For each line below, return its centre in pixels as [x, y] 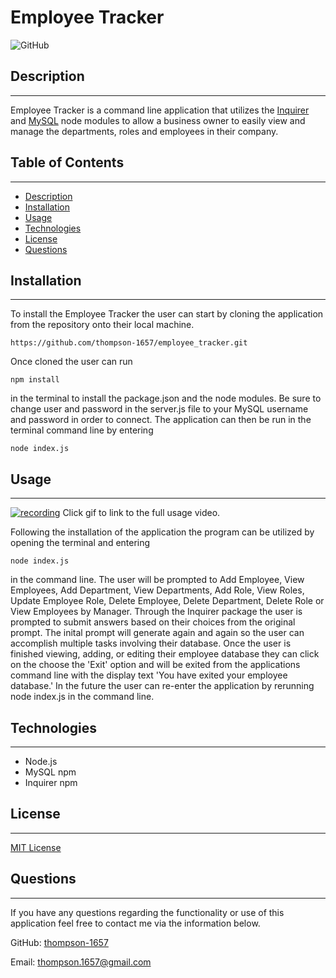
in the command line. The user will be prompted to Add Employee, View [157, 580]
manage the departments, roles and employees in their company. [144, 131]
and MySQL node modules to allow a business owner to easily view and [158, 120]
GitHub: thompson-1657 [59, 942]
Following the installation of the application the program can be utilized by [162, 532]
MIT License [36, 847]
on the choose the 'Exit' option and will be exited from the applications [155, 665]
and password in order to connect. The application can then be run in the [161, 420]
